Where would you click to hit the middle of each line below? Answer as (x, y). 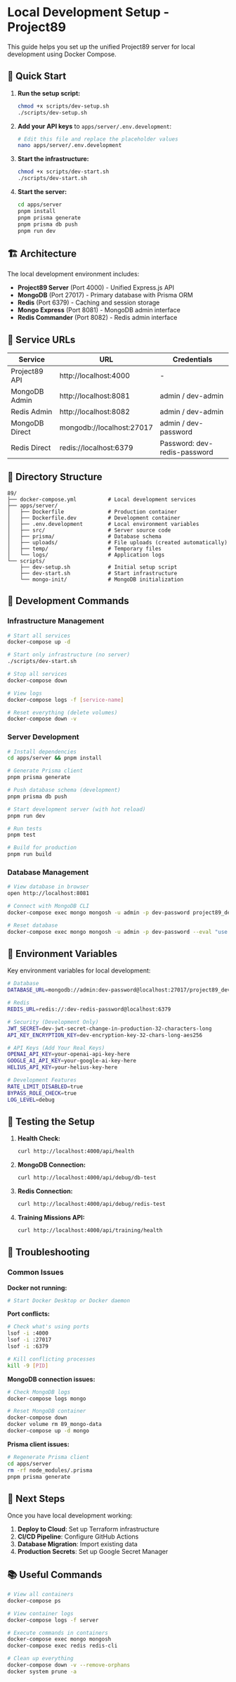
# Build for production (42, 848)
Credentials (192, 359)
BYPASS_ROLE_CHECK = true (42, 1093)
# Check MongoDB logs (39, 1392)
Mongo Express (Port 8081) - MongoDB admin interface (99, 310)
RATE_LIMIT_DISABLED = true (45, 1086)
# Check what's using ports (48, 1327)
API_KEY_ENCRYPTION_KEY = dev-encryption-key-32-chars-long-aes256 (105, 1035)
